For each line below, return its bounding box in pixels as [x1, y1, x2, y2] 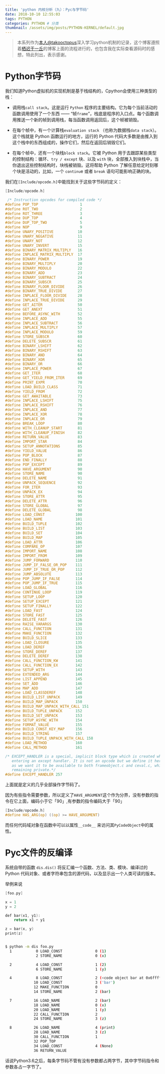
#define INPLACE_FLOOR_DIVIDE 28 [5, 293, 82, 298]
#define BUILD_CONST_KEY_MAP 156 [5, 727, 82, 732]
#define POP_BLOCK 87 [5, 453, 82, 458]
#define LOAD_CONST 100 [5, 512, 82, 517]
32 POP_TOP [33, 1039, 56, 1044]
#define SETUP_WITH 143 [5, 668, 82, 672]
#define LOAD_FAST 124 [5, 608, 82, 613]
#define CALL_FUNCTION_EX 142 [5, 663, 82, 668]
